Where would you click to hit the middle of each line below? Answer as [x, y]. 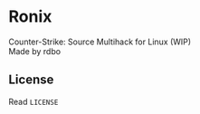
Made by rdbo [34, 51]
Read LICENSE [33, 101]
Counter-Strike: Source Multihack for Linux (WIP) [100, 42]
